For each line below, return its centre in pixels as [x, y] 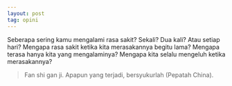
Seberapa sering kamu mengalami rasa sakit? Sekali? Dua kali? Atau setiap [114, 39]
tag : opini [23, 20]
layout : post [26, 13]
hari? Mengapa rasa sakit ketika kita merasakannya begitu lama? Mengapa [114, 47]
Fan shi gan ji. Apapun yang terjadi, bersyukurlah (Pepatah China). [119, 75]
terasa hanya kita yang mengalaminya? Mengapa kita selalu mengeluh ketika [116, 54]
